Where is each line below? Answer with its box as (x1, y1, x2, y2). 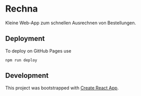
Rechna (5, 3, 38, 15)
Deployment (5, 34, 45, 43)
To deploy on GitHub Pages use (5, 47, 72, 54)
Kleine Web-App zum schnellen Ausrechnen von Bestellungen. (5, 20, 136, 26)
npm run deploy (5, 58, 38, 63)
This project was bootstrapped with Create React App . (5, 84, 119, 91)
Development (5, 71, 49, 80)
